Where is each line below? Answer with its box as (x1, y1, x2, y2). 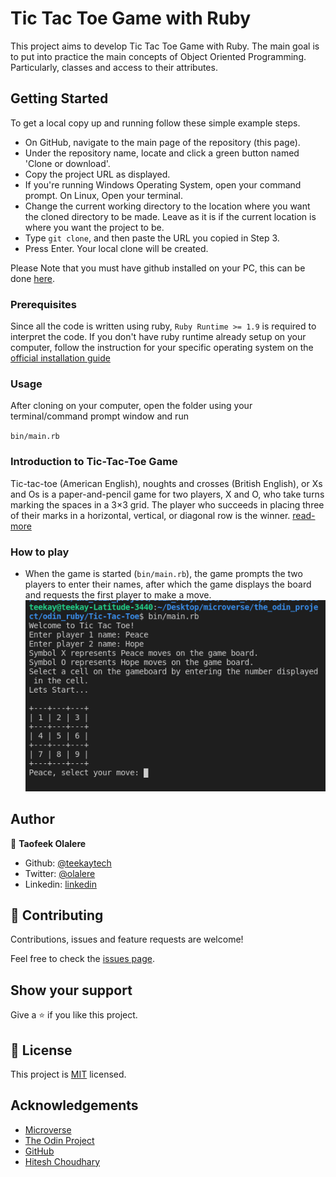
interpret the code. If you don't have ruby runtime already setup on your (10, 331, 307, 343)
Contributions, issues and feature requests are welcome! (10, 933, 244, 946)
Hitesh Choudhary (24, 1155, 101, 1167)
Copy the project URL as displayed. (24, 168, 171, 180)
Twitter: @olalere (24, 867, 96, 879)
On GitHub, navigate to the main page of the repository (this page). (24, 136, 301, 148)
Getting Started (10, 90, 109, 107)
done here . (10, 272, 56, 284)
